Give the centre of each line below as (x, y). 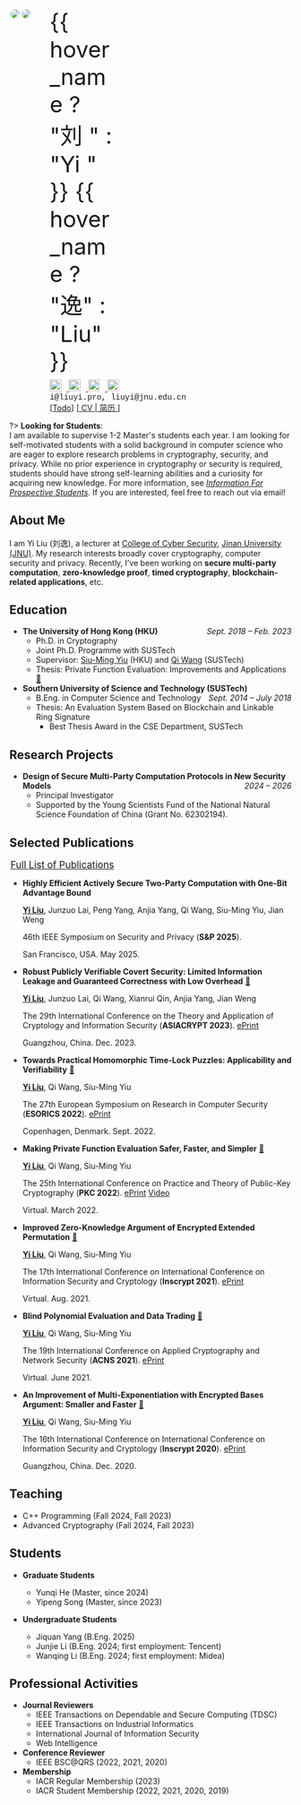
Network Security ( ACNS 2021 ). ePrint (93, 1361)
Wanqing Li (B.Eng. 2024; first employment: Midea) (130, 1655)
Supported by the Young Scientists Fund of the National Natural (153, 805)
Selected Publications (72, 842)
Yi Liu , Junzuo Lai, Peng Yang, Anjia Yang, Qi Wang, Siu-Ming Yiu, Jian (153, 910)
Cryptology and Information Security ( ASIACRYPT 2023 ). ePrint (141, 1026)
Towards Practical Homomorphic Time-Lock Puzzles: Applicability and (157, 1061)
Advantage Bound (56, 893)
